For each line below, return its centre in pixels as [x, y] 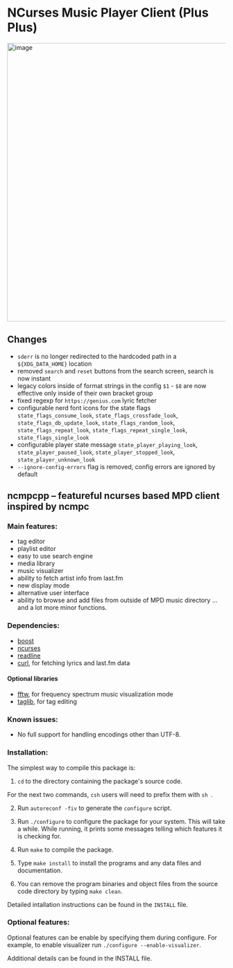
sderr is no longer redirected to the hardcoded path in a [97, 356]
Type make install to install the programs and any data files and [109, 863]
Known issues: [33, 719]
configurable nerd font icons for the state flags [84, 407]
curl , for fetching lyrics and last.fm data [74, 662]
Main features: [32, 527]
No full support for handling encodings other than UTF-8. [99, 734]
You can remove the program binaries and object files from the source [118, 883]
